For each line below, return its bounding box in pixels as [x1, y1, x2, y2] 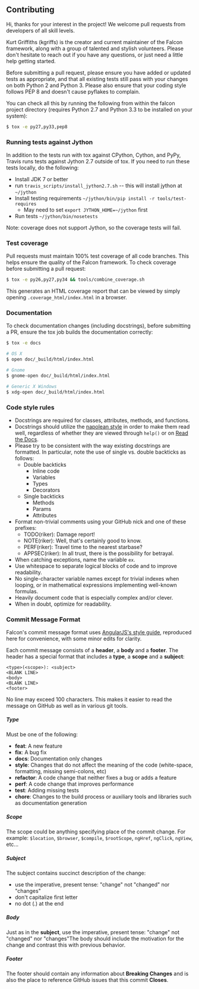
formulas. [14, 587, 39, 595]
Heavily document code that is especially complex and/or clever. [14, 594, 173, 601]
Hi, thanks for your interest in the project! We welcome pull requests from [6, 20, 186, 27]
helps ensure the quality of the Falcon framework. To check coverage [6, 259, 176, 266]
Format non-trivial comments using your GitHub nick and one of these [14, 518, 187, 525]
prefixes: [14, 524, 37, 531]
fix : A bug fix [14, 749, 47, 756]
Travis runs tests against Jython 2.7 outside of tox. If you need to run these [6, 157, 190, 165]
